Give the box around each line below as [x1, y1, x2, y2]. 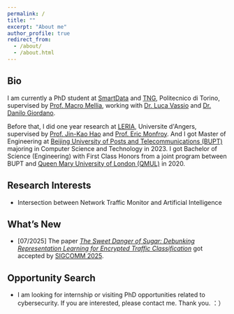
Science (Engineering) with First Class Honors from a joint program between [7, 152, 227, 160]
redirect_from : [7, 36, 52, 43]
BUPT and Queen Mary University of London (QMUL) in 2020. [7, 159, 186, 168]
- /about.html [13, 50, 54, 57]
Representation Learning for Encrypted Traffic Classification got [17, 244, 203, 252]
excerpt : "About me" [7, 23, 68, 30]
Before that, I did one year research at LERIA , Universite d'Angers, [7, 122, 197, 130]
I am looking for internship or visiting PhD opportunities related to [17, 291, 206, 299]
